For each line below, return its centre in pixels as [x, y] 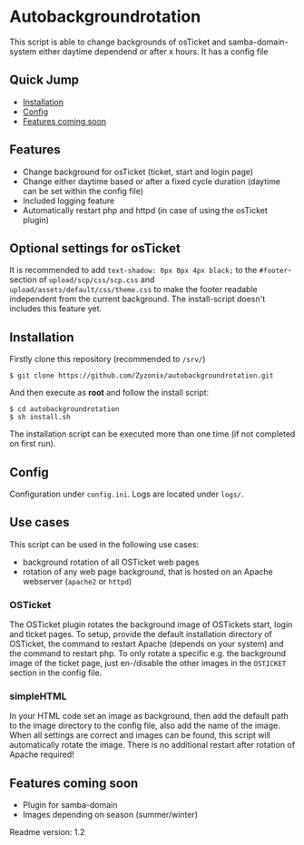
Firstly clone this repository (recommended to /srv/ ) [108, 359]
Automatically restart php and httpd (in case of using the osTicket [145, 210]
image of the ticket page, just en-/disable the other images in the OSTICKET [148, 663]
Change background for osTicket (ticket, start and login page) [138, 172]
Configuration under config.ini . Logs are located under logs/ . [127, 494]
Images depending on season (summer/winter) [110, 815]
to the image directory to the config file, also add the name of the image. [145, 726]
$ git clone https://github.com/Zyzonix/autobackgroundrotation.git [142, 376]
